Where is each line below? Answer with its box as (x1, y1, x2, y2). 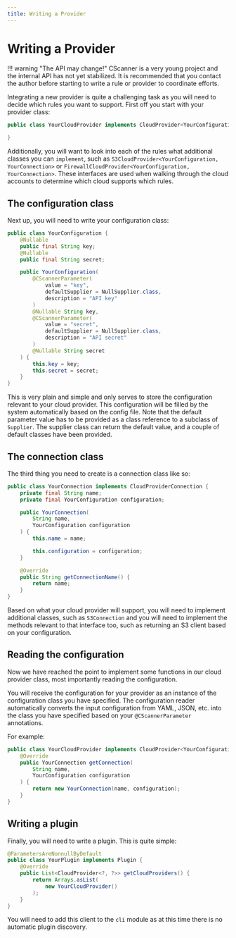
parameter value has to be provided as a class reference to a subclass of (7, 415, 218, 424)
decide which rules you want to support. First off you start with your (7, 100, 204, 109)
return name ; (32, 580, 71, 587)
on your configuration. (7, 629, 72, 637)
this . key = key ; (32, 360, 80, 367)
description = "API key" (44, 295, 118, 302)
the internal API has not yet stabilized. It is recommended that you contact (7, 71, 221, 80)
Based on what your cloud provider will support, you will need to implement (7, 606, 226, 615)
